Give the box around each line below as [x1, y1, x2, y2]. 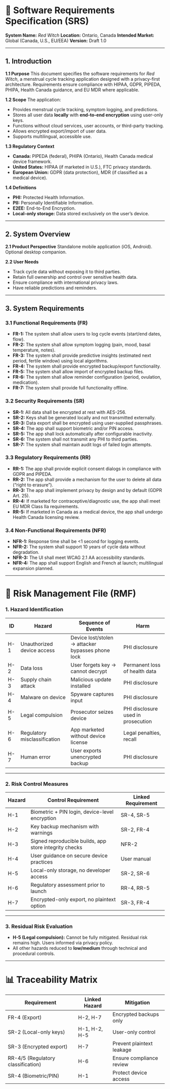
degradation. [12, 549, 39, 555]
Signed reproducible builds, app [30, 837, 106, 844]
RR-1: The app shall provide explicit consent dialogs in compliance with [12, 466, 161, 472]
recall [123, 736, 137, 743]
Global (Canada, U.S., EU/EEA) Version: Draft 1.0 [5, 38, 107, 44]
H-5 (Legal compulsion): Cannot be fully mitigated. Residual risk [12, 934, 148, 941]
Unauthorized [20, 640, 53, 647]
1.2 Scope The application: [5, 96, 61, 103]
